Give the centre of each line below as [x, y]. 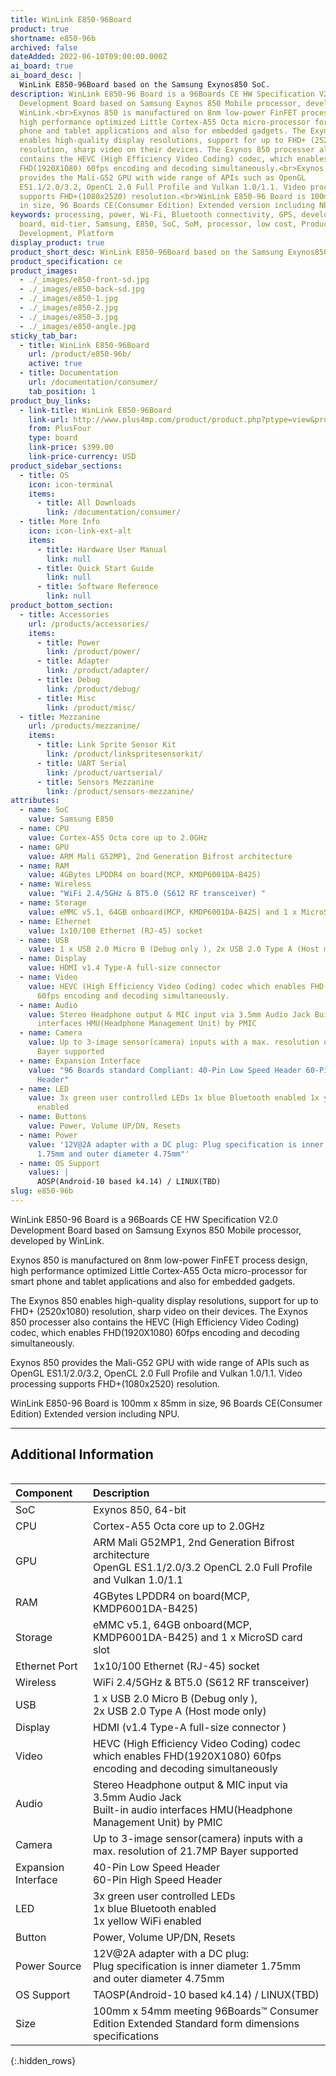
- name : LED [44, 1089]
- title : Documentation [68, 373]
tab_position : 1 [62, 391]
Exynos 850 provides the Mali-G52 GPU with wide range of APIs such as [160, 1362]
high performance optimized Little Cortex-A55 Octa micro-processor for [159, 1270]
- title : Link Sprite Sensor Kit [106, 745]
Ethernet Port [46, 1666]
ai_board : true [42, 66]
